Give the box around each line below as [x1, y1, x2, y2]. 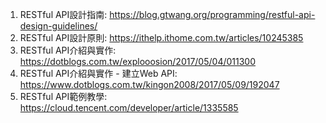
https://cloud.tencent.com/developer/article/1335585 [19, 102, 239, 113]
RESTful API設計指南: [19, 9, 108, 20]
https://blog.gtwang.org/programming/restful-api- [109, 9, 316, 20]
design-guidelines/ [19, 20, 98, 32]
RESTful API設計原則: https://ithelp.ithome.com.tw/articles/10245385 [19, 32, 304, 43]
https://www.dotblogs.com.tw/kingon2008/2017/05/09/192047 [19, 79, 280, 90]
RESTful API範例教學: [19, 91, 108, 102]
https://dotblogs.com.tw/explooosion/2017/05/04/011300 [19, 56, 257, 67]
